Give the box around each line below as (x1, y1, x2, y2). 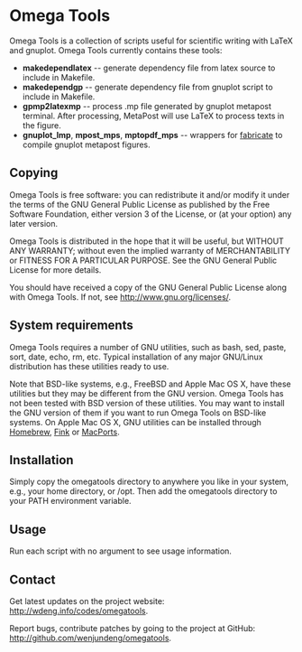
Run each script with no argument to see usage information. (9, 545, 233, 556)
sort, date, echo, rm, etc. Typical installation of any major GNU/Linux (9, 351, 263, 362)
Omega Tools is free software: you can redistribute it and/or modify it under (9, 189, 290, 200)
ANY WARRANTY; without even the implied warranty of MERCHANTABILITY (9, 245, 291, 256)
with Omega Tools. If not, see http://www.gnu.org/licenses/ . (9, 291, 232, 303)
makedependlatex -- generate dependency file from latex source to (22, 62, 276, 73)
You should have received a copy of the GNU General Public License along (9, 282, 287, 293)
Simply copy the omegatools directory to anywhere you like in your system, (9, 476, 289, 488)
